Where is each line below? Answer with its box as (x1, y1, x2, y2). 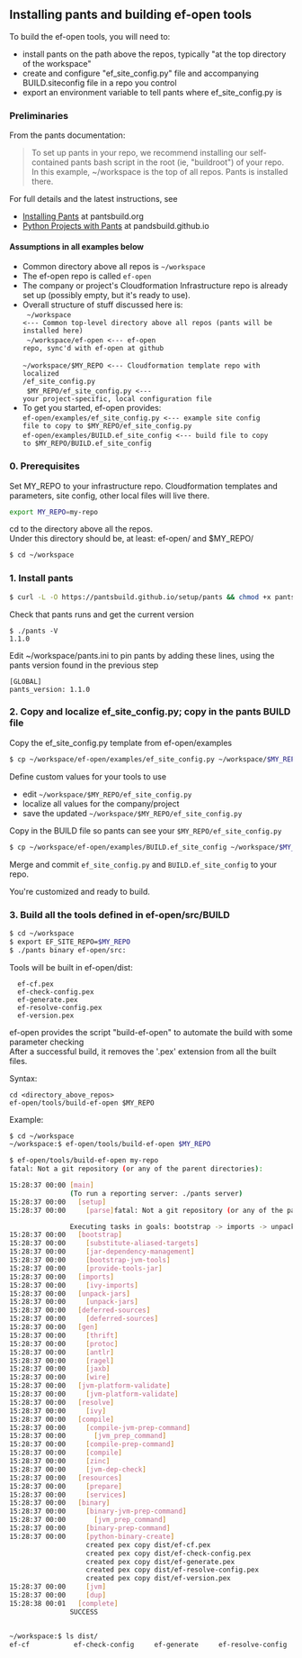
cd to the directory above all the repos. (9, 524, 153, 534)
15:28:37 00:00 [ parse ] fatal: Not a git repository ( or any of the (9, 1206, 283, 1215)
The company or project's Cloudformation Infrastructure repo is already (22, 280, 289, 291)
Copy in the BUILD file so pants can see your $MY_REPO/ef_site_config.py (9, 824, 282, 836)
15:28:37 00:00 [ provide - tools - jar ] (9, 1263, 164, 1273)
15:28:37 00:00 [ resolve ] (9, 1398, 115, 1407)
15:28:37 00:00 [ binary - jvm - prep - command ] (9, 1507, 187, 1517)
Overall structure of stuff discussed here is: (22, 299, 183, 310)
